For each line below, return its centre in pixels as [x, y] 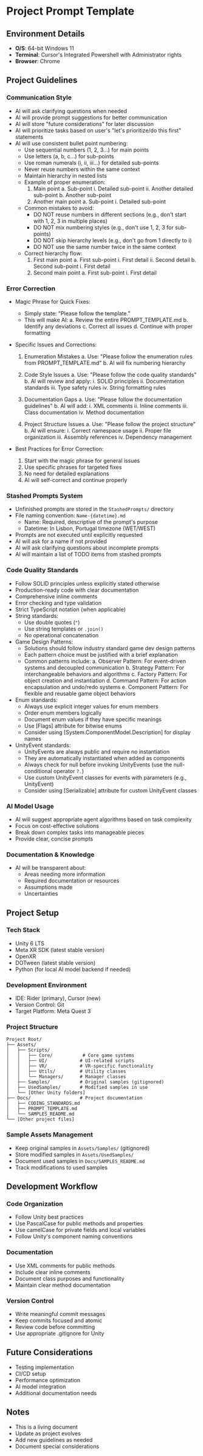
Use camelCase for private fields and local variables [80, 1230]
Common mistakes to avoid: [59, 208]
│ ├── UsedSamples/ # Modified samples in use [77, 1088]
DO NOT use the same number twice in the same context [105, 247]
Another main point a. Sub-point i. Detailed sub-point [99, 201]
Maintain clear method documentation [63, 1285]
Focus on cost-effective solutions [57, 825]
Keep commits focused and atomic [59, 1321]
